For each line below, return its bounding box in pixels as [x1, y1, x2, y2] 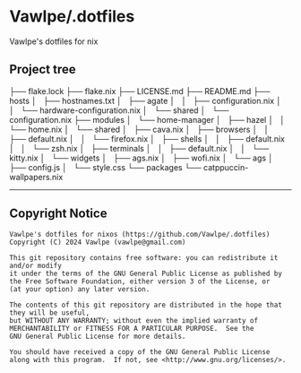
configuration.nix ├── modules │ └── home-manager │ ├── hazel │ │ [9, 114, 285, 125]
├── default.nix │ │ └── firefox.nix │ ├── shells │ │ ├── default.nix [9, 133, 285, 144]
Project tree [9, 62, 76, 77]
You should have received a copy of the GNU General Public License [9, 347, 271, 356]
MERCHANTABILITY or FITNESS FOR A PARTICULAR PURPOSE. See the [9, 324, 254, 333]
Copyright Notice [9, 206, 107, 221]
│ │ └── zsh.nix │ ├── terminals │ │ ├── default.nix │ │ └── [9, 143, 270, 153]
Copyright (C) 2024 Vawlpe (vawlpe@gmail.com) [9, 238, 186, 247]
